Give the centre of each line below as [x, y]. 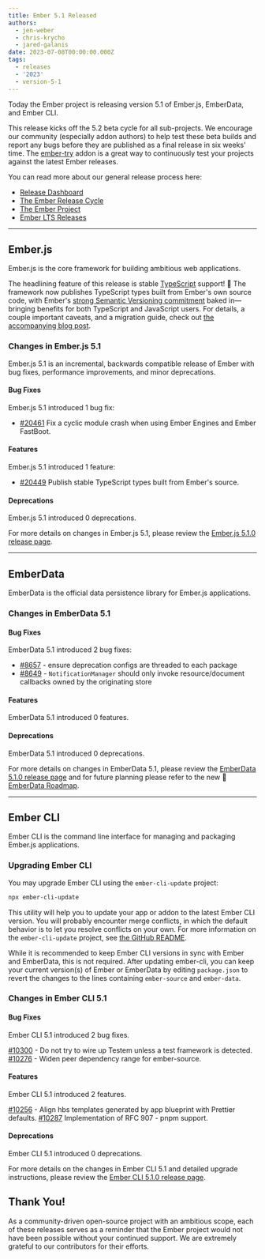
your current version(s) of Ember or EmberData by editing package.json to [128, 970]
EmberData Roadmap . [44, 785]
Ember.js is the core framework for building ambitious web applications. [125, 269]
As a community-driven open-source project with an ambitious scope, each [131, 1221]
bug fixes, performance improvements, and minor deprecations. [112, 371]
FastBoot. [35, 431]
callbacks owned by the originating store [86, 682]
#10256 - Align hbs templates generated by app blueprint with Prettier [122, 1109]
